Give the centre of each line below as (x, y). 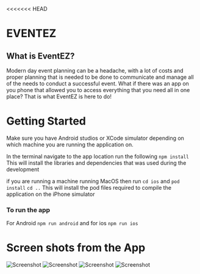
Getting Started (46, 121)
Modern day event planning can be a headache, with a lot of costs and (95, 70)
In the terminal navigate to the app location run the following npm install (98, 156)
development (23, 169)
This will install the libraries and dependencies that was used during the (96, 163)
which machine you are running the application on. (70, 144)
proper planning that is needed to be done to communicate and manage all (100, 77)
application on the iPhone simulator (51, 194)
